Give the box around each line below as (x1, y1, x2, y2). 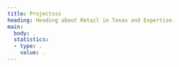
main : (7, 23, 23, 30)
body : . (13, 29, 37, 37)
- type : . (13, 43, 42, 50)
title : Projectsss (7, 10, 62, 17)
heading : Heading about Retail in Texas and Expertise (7, 17, 173, 24)
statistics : (13, 36, 50, 43)
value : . (20, 50, 46, 57)
